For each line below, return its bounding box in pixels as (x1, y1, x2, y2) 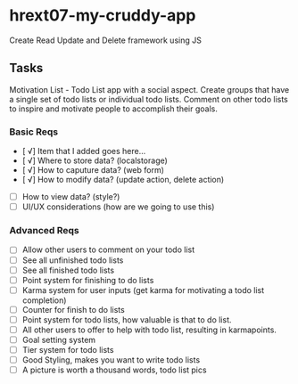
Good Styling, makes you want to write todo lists (21, 355, 201, 365)
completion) (21, 295, 67, 306)
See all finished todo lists (21, 265, 114, 275)
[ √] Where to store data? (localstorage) (21, 155, 168, 166)
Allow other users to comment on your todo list (21, 244, 195, 255)
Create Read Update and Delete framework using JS (9, 35, 203, 45)
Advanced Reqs (9, 225, 79, 237)
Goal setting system (21, 334, 96, 345)
